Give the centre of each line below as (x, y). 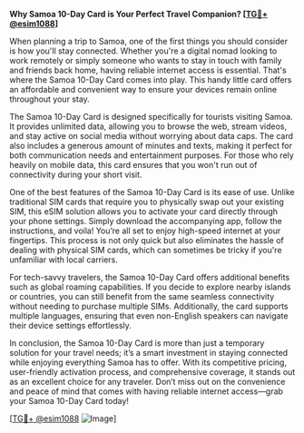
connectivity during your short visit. (76, 174)
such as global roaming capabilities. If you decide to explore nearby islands (150, 287)
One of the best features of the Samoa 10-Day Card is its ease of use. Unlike (152, 192)
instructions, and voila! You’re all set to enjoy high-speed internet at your (145, 231)
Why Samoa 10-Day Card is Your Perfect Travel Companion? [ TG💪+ (138, 14)
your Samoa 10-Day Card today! (69, 401)
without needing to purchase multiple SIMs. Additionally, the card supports (149, 306)
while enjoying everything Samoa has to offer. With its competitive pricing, (148, 362)
